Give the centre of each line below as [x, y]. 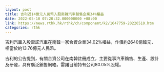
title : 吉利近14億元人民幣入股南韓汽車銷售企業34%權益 [54, 14]
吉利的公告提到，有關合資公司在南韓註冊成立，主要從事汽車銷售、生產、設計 [82, 58]
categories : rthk [23, 28]
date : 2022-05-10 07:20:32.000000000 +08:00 [51, 18]
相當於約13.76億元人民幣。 [32, 48]
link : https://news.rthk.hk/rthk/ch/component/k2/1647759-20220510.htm [79, 23]
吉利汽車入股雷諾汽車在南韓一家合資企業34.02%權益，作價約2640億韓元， [81, 42]
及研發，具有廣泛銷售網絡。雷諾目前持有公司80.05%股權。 [64, 65]
